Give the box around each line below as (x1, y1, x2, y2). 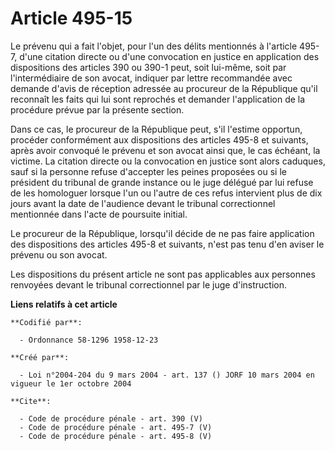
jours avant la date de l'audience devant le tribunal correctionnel (10, 197, 276, 209)
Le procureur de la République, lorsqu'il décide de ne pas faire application (10, 227, 315, 239)
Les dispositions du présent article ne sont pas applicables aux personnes (10, 268, 316, 280)
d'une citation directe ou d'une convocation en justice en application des (19, 50, 320, 62)
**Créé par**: (10, 352, 70, 362)
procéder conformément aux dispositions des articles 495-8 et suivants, (10, 133, 309, 146)
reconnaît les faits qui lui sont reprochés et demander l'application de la (10, 93, 306, 105)
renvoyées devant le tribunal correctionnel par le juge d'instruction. (10, 278, 288, 291)
